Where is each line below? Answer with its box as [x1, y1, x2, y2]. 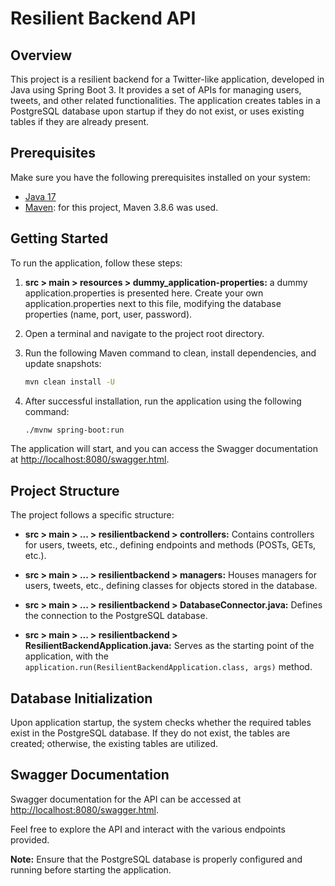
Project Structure [10, 482, 120, 499]
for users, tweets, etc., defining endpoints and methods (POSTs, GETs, [24, 539, 317, 551]
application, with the [24, 650, 109, 662]
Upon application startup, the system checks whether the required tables [10, 717, 312, 728]
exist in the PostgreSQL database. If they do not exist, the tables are [10, 727, 291, 739]
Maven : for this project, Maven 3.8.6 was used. [24, 201, 219, 213]
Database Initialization [10, 690, 153, 707]
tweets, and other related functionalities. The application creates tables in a [10, 95, 321, 106]
